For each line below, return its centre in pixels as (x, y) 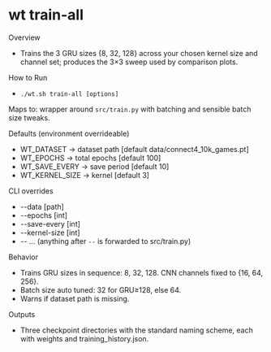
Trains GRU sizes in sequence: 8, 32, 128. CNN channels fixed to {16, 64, (142, 272)
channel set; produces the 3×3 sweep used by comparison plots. (129, 62)
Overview (24, 37)
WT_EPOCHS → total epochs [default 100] (90, 158)
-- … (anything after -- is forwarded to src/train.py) (105, 241)
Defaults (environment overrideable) (69, 133)
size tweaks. (29, 117)
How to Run (28, 77)
